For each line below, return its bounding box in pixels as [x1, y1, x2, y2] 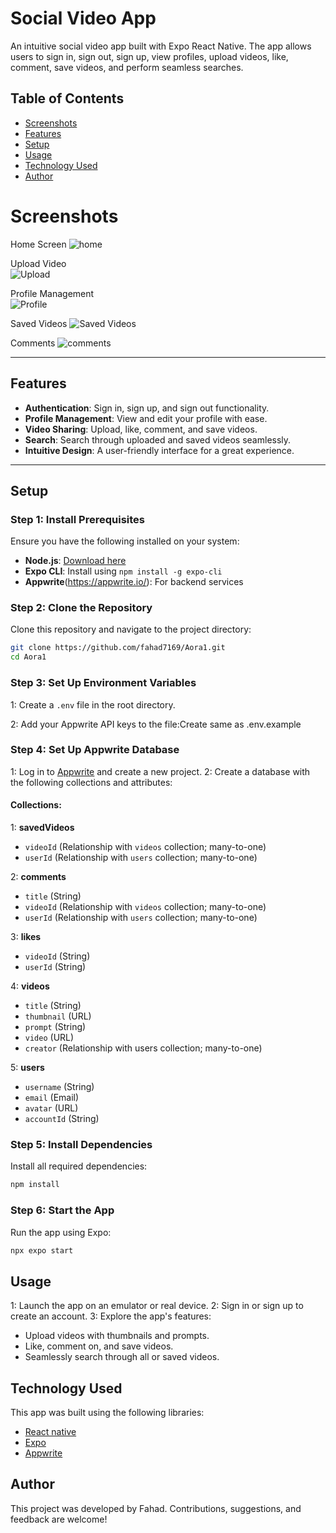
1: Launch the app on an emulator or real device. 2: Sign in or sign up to [10, 1300, 304, 1312]
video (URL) [24, 1032, 75, 1044]
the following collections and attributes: [10, 776, 173, 788]
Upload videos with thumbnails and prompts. [24, 1330, 210, 1342]
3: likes [10, 931, 42, 943]
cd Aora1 [10, 652, 47, 662]
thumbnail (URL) [24, 1010, 92, 1022]
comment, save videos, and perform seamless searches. [10, 61, 244, 73]
